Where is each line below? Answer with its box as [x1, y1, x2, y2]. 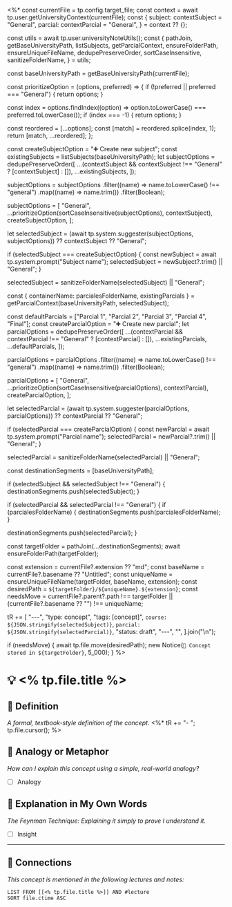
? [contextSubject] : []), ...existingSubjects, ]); [7, 167, 137, 175]
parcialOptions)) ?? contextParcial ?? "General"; [7, 412, 143, 420]
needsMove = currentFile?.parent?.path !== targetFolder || [7, 592, 173, 600]
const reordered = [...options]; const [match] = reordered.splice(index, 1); [7, 124, 216, 132]
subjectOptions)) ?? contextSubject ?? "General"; [7, 237, 147, 245]
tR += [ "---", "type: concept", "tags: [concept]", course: [7, 613, 167, 621]
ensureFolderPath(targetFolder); [7, 549, 99, 557]
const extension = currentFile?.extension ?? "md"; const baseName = [7, 563, 205, 571]
